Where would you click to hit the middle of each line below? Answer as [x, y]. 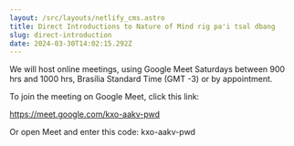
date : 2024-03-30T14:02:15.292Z [71, 43]
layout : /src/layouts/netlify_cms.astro [88, 18]
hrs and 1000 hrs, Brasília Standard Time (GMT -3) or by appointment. [141, 79]
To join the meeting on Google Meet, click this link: [105, 97]
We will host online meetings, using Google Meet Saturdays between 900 [147, 69]
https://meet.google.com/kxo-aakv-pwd [85, 114]
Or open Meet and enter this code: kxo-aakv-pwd [103, 132]
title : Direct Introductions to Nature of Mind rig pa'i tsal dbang [142, 26]
